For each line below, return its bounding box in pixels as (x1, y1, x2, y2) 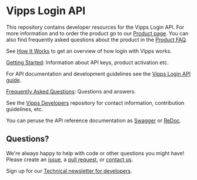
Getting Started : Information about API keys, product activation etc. (6, 59, 169, 66)
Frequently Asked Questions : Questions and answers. (6, 88, 136, 95)
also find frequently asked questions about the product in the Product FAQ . (6, 36, 188, 43)
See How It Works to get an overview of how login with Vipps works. (6, 47, 172, 54)
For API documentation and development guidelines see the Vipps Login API (6, 70, 191, 77)
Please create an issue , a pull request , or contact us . (6, 156, 133, 163)
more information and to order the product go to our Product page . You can (6, 29, 189, 36)
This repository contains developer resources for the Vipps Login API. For (6, 24, 185, 31)
